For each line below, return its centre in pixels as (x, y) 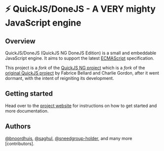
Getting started (29, 94)
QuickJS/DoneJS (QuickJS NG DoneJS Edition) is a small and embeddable (81, 53)
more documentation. (27, 111)
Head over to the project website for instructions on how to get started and (81, 106)
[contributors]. (20, 144)
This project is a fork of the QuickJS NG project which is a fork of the (75, 68)
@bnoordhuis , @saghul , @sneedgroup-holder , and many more (69, 138)
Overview (20, 41)
